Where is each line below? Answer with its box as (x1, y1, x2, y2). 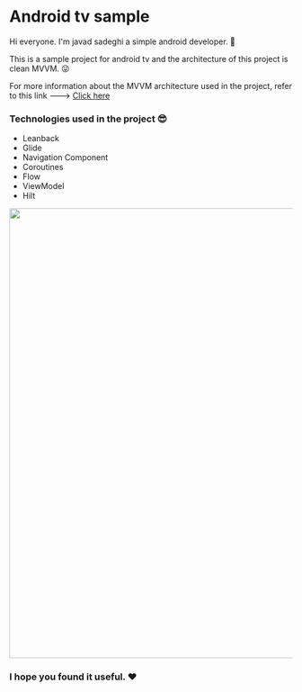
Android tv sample (9, 6, 150, 27)
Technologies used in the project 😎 (9, 112, 168, 125)
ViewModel (22, 181, 65, 192)
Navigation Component (22, 152, 109, 163)
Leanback (22, 133, 60, 144)
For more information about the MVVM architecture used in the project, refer (9, 80, 293, 91)
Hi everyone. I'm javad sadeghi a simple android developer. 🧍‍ (9, 36, 236, 47)
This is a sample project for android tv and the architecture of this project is (9, 53, 289, 64)
